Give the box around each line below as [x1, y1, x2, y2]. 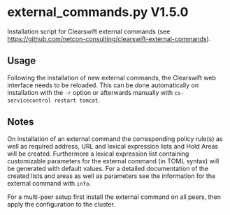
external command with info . [7, 179, 92, 187]
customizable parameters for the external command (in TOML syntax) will [7, 156, 220, 165]
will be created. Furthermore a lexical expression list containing [7, 149, 189, 158]
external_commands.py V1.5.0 [7, 4, 189, 20]
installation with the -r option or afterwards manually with [7, 88, 173, 96]
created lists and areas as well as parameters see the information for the [7, 172, 216, 180]
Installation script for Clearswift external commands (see [7, 27, 171, 36]
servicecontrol [7, 97, 52, 104]
